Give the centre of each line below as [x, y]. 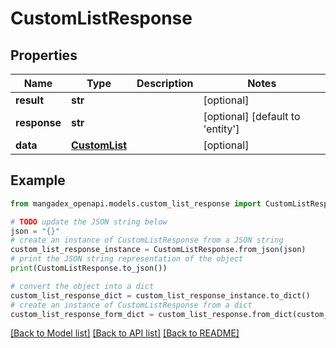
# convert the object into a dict [82, 286]
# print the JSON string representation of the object [127, 259]
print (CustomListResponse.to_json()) [89, 268]
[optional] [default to [252, 116]
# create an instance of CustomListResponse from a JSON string [147, 240]
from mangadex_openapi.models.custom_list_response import [136, 203]
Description [165, 83]
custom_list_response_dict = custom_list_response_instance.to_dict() [160, 295]
